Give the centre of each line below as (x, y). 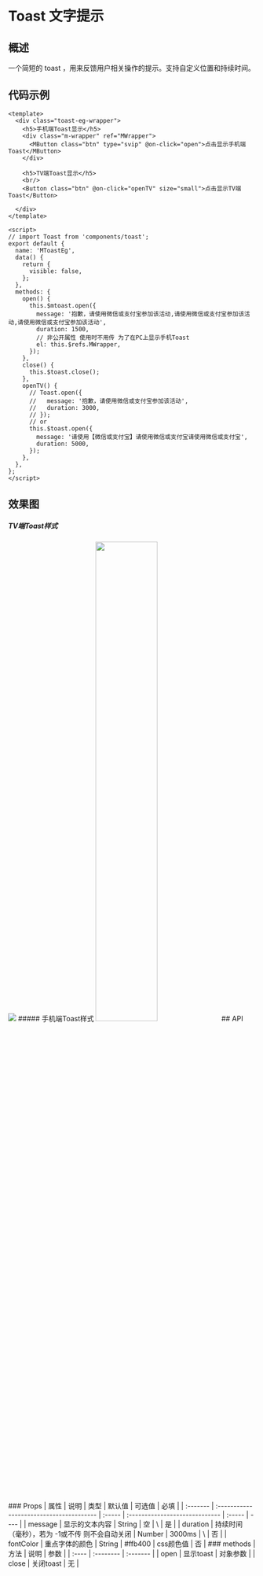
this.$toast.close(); (64, 372)
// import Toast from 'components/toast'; (79, 237)
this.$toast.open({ (60, 428)
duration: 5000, (63, 444)
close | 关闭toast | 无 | (44, 1563)
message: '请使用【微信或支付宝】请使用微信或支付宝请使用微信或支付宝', (142, 437)
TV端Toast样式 (33, 526)
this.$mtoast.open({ (62, 305)
